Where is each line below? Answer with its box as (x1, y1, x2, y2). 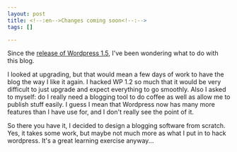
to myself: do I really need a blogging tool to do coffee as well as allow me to (7, 93, 231, 101)
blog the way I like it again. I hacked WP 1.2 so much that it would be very (7, 78, 221, 86)
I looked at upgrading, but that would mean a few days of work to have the (7, 70, 224, 78)
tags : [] (7, 23, 33, 30)
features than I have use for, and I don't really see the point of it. (7, 107, 195, 117)
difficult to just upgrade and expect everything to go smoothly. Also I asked (7, 86, 226, 94)
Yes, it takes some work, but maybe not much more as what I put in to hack (7, 129, 226, 138)
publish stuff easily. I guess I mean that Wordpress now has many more (7, 100, 216, 109)
